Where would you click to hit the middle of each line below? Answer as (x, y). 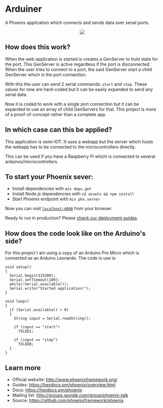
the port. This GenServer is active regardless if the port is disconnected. (78, 64)
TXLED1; (26, 332)
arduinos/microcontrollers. (32, 161)
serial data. (16, 95)
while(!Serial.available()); (39, 284)
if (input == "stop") (36, 340)
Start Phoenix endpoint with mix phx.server (56, 199)
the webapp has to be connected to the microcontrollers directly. (70, 147)
